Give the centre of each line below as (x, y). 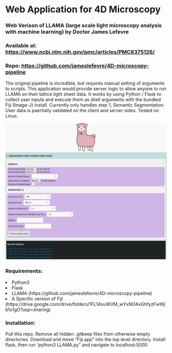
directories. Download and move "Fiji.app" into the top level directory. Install (85, 340)
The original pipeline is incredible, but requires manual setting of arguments (85, 84)
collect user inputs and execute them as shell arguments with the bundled (83, 100)
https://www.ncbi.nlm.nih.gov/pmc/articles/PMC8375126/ (80, 52)
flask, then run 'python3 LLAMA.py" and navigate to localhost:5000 (76, 345)
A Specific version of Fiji (37, 299)
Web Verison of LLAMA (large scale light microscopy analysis (84, 26)
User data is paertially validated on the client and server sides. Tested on (82, 111)
